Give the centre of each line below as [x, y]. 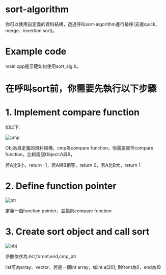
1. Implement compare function [73, 112]
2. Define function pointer [61, 186]
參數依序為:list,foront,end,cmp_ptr [41, 256]
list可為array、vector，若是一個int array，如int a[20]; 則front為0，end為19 [83, 267]
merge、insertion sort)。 [31, 30]
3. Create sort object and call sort [77, 232]
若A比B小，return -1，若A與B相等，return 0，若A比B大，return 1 [73, 165]
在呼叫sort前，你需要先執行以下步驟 [81, 89]
